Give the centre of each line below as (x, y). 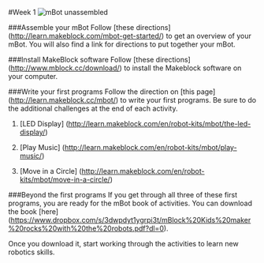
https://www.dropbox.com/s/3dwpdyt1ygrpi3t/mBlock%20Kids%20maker (131, 220)
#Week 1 (22, 12)
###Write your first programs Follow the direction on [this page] (112, 92)
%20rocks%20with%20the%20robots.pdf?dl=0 (86, 228)
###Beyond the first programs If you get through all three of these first (123, 195)
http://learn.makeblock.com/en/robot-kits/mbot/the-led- (160, 124)
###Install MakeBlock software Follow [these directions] (99, 60)
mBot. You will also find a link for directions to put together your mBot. (122, 44)
